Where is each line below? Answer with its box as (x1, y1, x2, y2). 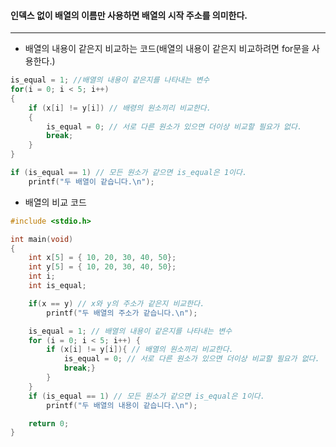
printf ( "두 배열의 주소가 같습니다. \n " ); (46, 308, 198, 318)
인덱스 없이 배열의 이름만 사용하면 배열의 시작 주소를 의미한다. (10, 9, 248, 21)
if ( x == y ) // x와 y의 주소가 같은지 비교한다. (28, 298, 205, 309)
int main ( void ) (10, 234, 74, 244)
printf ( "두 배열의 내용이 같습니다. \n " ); (46, 400, 198, 410)
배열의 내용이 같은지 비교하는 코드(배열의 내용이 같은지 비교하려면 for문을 (24, 43, 310, 55)
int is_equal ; (28, 281, 87, 291)
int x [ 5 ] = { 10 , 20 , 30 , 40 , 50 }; (28, 253, 177, 263)
